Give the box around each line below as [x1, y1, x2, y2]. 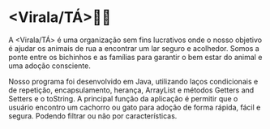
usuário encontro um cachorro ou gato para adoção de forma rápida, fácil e [8, 102, 261, 112]
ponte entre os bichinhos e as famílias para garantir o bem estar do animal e [8, 52, 263, 62]
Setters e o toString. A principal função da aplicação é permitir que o [8, 93, 238, 103]
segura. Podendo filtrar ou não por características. [8, 110, 178, 121]
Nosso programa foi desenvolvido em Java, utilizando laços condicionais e [8, 76, 259, 86]
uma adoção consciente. [8, 61, 92, 71]
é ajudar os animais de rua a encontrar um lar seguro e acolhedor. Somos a [8, 43, 259, 53]
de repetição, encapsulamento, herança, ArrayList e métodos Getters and [8, 85, 255, 95]
